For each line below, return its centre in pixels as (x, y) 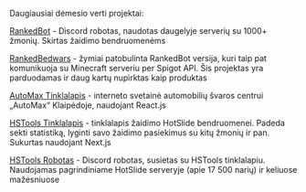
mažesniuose (35, 179)
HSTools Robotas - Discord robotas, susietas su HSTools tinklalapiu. (137, 160)
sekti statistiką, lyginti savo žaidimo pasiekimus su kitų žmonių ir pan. (140, 133)
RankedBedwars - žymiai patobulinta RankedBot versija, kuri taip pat (138, 58)
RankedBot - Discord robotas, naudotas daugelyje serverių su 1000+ (138, 31)
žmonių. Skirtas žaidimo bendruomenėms (88, 41)
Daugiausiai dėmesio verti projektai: (77, 13)
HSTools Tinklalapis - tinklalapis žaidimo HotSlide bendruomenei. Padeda (148, 123)
